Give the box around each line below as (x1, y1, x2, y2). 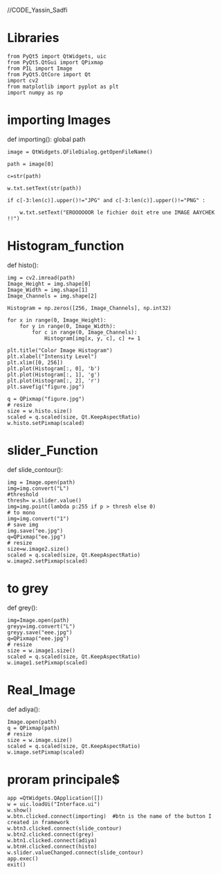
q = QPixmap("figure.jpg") (7, 395, 85, 402)
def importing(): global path (7, 135, 86, 143)
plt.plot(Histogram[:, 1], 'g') (7, 371, 100, 378)
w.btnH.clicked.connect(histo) (7, 843, 98, 850)
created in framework (7, 819, 70, 826)
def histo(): (7, 261, 39, 269)
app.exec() (7, 855, 39, 862)
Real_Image (7, 682, 76, 698)
